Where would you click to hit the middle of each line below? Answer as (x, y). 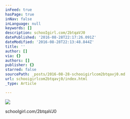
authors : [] (17, 60)
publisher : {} (20, 65)
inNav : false (19, 19)
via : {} (13, 56)
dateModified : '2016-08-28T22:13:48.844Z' (50, 42)
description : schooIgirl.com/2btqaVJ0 (45, 33)
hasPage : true (20, 14)
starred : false (21, 70)
